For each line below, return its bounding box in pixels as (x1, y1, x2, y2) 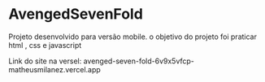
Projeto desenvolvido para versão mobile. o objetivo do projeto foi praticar (8, 32, 258, 41)
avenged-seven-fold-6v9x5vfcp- (83, 56, 195, 66)
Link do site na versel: (8, 56, 82, 66)
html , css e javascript (8, 40, 82, 50)
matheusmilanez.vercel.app (8, 64, 102, 74)
